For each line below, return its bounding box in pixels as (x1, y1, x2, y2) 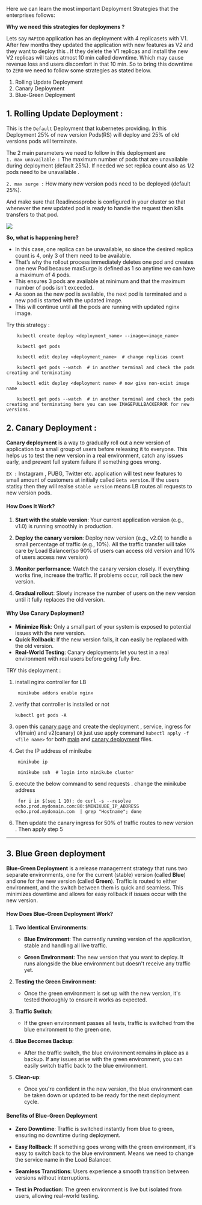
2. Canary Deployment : (6, 423, 97, 433)
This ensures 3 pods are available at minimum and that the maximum (14, 277, 186, 285)
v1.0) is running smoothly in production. (14, 522, 113, 529)
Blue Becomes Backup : (14, 1038, 74, 1045)
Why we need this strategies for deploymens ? (6, 23, 125, 30)
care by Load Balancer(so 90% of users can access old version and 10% (14, 547, 195, 554)
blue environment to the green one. (23, 1026, 112, 1033)
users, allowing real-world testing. (14, 1192, 100, 1200)
